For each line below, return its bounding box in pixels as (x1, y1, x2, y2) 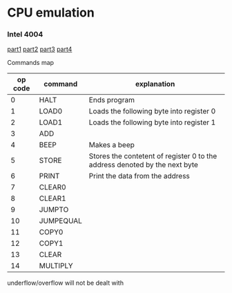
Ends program (88, 95, 135, 105)
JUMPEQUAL (39, 216, 83, 226)
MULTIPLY (39, 261, 74, 271)
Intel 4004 (7, 30, 43, 39)
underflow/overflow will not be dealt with (7, 278, 124, 287)
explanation (135, 79, 175, 89)
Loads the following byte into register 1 (88, 117, 216, 127)
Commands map (7, 59, 54, 67)
